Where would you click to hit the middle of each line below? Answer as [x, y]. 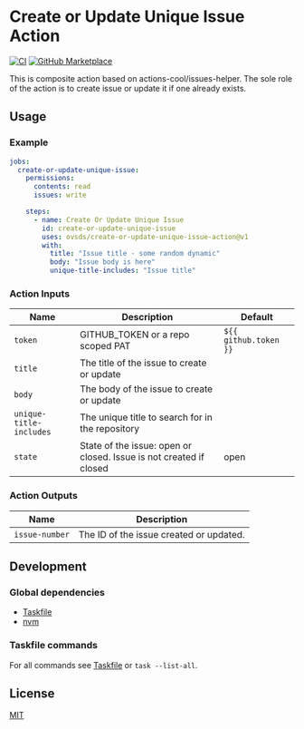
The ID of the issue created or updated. [162, 534]
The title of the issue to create [143, 363]
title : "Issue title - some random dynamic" [135, 254]
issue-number [42, 534]
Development [48, 566]
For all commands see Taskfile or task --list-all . [104, 665]
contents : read [62, 187]
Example [29, 142]
